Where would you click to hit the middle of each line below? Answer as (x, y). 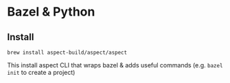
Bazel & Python (51, 12)
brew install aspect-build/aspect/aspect (67, 52)
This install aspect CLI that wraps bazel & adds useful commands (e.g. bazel (115, 65)
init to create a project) (41, 72)
